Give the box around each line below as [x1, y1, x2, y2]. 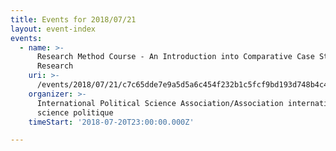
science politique [36, 107, 114, 118]
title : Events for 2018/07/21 [10, 14, 137, 25]
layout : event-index [10, 24, 97, 34]
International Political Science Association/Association [36, 98, 284, 108]
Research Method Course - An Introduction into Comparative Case [36, 52, 315, 62]
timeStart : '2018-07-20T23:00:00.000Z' [28, 117, 195, 127]
